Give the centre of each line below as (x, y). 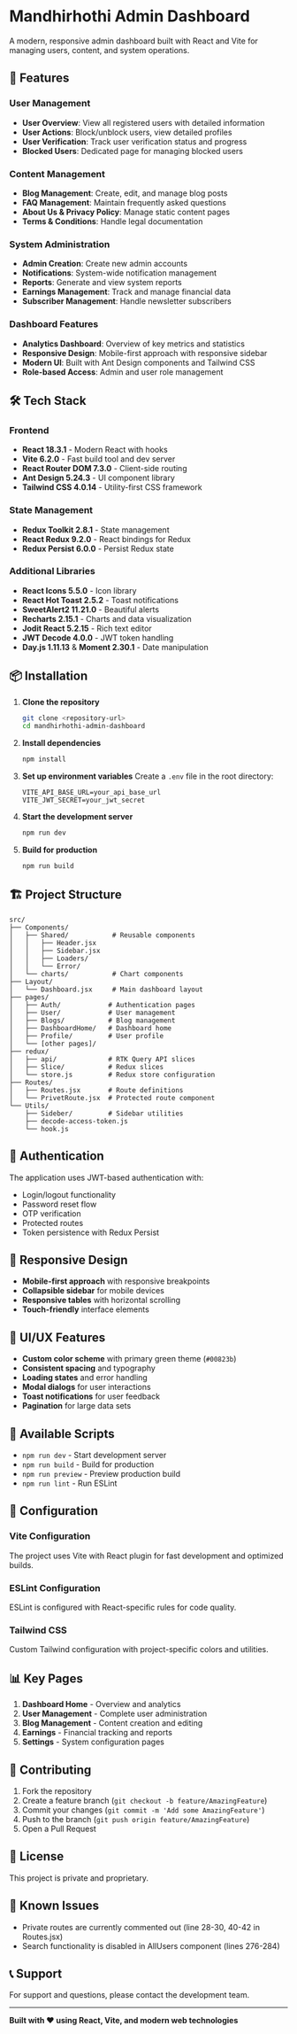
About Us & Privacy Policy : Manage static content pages (126, 212)
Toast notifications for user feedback (91, 1396)
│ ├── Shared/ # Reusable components (103, 935)
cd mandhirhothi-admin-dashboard (84, 726)
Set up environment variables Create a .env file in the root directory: (148, 776)
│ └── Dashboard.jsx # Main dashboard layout (106, 990)
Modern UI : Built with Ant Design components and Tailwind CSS (138, 362)
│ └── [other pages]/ (53, 1044)
